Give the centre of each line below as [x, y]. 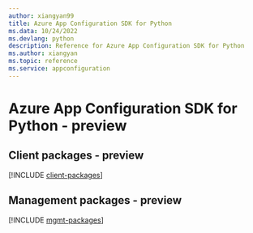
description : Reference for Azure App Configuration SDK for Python [126, 46]
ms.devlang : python [41, 38]
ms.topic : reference [43, 61]
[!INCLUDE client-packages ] [56, 175]
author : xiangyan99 [41, 16]
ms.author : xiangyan [43, 53]
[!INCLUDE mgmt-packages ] [56, 220]
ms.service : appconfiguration [60, 69]
